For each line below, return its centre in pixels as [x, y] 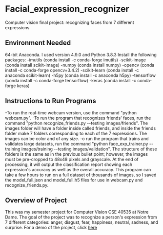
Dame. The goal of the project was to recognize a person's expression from [81, 217]
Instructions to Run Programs [51, 101]
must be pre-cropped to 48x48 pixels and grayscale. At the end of [72, 159]
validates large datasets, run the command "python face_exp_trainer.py [77, 144]
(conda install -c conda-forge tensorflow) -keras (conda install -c [71, 80]
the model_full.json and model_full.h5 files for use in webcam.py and [74, 180]
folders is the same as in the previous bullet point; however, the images [76, 154]
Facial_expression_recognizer [67, 9]
